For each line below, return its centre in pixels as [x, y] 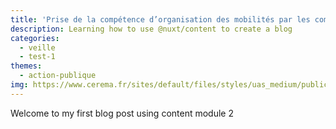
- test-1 [37, 57]
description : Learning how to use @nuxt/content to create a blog [151, 29]
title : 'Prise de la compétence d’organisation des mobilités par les [160, 19]
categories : [35, 38]
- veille [37, 47]
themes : [26, 66]
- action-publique [58, 76]
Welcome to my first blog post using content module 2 [122, 113]
